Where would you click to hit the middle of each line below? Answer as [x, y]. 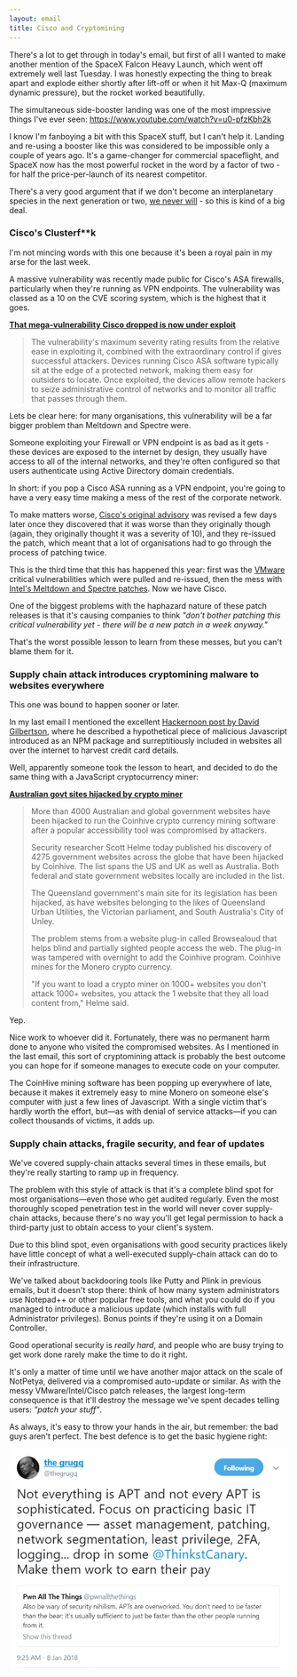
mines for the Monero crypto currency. [102, 967]
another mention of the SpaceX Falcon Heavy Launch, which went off [136, 64]
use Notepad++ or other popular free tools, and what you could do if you [142, 1300]
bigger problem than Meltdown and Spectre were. [100, 425]
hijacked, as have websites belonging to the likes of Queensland [148, 903]
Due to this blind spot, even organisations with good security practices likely [148, 1245]
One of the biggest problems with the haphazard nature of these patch [138, 605]
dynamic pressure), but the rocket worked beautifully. [107, 92]
